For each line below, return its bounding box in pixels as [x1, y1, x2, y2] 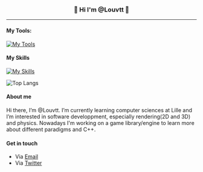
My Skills [6, 54, 30, 62]
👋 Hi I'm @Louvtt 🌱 [73, 5, 130, 14]
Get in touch [6, 139, 38, 147]
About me [6, 93, 32, 100]
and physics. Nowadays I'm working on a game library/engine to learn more [6, 119, 195, 126]
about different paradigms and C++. [6, 126, 96, 133]
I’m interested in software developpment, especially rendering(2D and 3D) [6, 113, 191, 120]
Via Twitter [14, 159, 42, 167]
